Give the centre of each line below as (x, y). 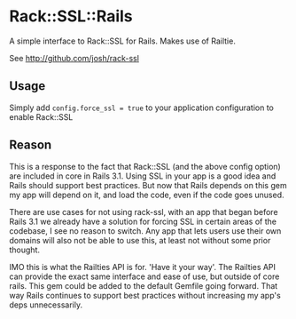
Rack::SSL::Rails (71, 16)
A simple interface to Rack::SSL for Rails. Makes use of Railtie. (123, 41)
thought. (25, 250)
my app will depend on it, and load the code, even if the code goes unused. (147, 195)
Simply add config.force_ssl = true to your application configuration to (142, 108)
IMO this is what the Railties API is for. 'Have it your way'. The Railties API (143, 267)
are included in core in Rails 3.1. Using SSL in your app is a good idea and (143, 176)
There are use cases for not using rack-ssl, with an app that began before (144, 211)
